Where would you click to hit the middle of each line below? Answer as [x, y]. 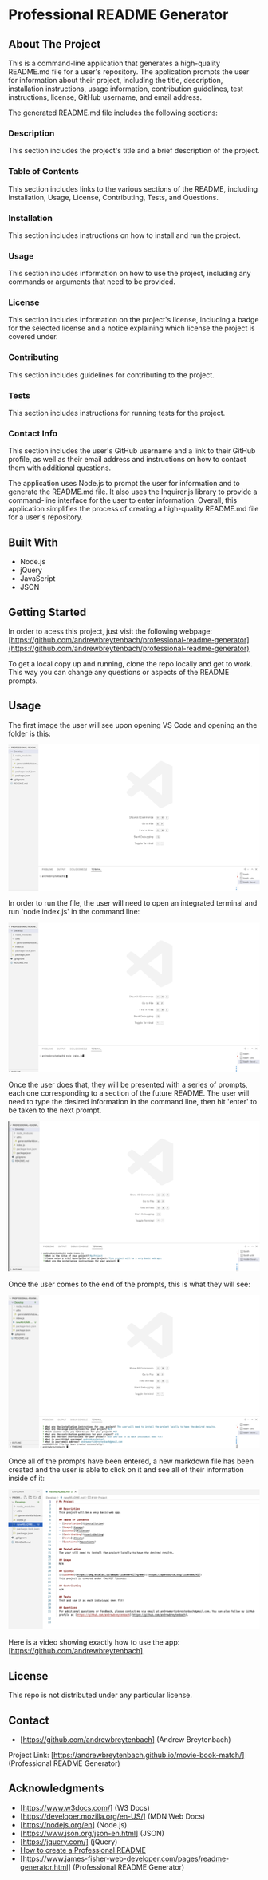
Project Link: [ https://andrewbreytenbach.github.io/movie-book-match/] [126, 1755]
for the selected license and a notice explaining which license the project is [132, 328]
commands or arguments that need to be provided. [92, 282]
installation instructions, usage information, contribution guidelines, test [126, 89]
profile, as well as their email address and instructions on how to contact [127, 460]
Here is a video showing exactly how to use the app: [94, 1642]
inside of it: [27, 1479]
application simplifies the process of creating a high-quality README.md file [134, 509]
